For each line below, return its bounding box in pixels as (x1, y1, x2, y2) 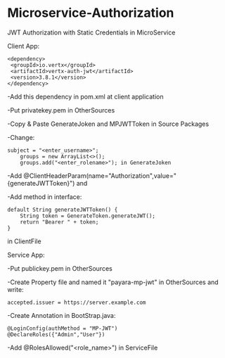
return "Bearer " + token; (20, 218, 99, 226)
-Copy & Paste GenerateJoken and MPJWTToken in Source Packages (7, 120, 210, 128)
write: (7, 285, 24, 293)
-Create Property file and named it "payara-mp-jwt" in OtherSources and (7, 278, 219, 286)
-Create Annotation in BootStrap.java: (7, 311, 116, 319)
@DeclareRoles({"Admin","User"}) (7, 331, 105, 338)
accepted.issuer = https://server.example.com (7, 299, 146, 306)
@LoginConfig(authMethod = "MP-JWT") (7, 325, 118, 332)
